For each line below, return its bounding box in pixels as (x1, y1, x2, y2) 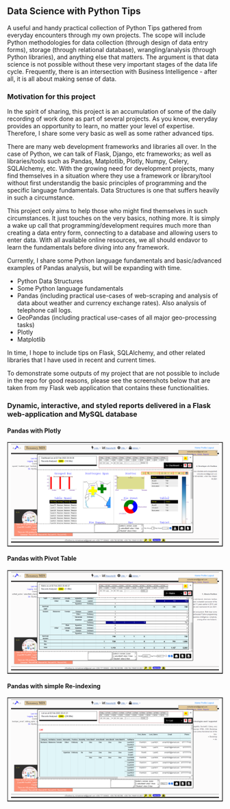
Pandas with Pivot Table (7, 555, 77, 563)
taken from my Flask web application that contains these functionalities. (7, 384, 210, 392)
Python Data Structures (16, 277, 84, 285)
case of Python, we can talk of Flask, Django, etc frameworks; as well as (7, 150, 212, 158)
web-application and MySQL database (7, 409, 138, 419)
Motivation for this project (7, 92, 96, 101)
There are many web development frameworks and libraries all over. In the (7, 143, 217, 151)
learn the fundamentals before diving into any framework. (7, 243, 170, 252)
